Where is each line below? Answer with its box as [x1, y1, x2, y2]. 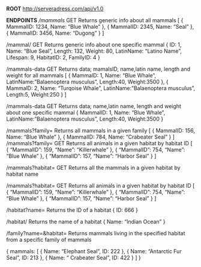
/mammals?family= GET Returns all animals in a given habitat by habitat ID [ [6, 140, 193, 146]
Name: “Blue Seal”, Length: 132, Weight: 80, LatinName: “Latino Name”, [6, 47, 182, 55]
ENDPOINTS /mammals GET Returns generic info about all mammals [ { [6, 17, 184, 23]
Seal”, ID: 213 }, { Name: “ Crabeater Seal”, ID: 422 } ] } [6, 254, 141, 261]
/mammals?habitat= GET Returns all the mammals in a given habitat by [6, 164, 181, 171]
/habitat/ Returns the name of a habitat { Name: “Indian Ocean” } [6, 218, 166, 225]
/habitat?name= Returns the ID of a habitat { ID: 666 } [6, 206, 138, 214]
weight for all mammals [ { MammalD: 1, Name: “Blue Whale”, [6, 72, 157, 79]
